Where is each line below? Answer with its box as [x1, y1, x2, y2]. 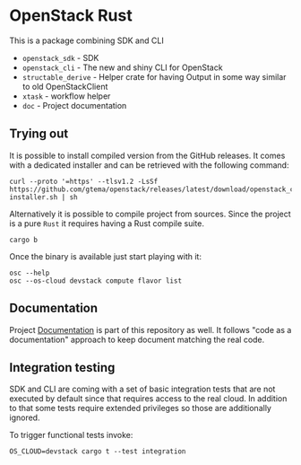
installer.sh [9, 192, 58, 202]
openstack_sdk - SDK [21, 52, 99, 63]
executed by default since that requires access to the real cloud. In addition [9, 393, 288, 404]
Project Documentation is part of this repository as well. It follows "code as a [9, 324, 292, 335]
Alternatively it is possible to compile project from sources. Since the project [9, 208, 291, 219]
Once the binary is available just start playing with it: [9, 250, 202, 261]
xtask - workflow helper [21, 91, 111, 101]
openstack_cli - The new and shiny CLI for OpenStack [21, 62, 223, 73]
